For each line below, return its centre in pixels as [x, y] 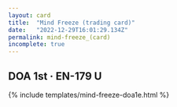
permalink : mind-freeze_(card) [59, 37]
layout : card [29, 15]
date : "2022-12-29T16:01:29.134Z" [68, 30]
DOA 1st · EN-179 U [55, 76]
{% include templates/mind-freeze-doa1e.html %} [89, 95]
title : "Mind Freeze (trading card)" [72, 23]
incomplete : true [37, 45]
